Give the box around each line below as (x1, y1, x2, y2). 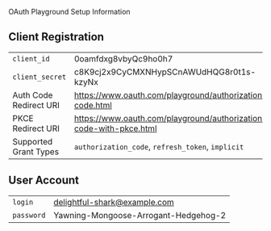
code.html (73, 99, 113, 111)
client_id (12, 54, 50, 63)
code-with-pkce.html (73, 123, 157, 134)
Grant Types (12, 145, 59, 157)
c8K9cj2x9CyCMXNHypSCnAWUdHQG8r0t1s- (73, 66, 256, 78)
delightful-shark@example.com (53, 196, 175, 208)
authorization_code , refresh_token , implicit (73, 141, 244, 152)
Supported (12, 136, 53, 147)
